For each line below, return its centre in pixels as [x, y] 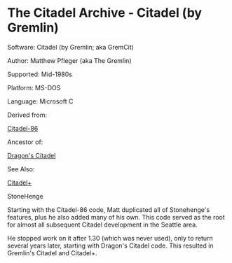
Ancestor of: [25, 142]
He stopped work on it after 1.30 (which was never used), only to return [110, 238]
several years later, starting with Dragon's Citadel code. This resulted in [110, 246]
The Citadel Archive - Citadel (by [104, 13]
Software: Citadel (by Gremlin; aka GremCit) [71, 47]
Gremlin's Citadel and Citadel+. [52, 253]
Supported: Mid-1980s [40, 74]
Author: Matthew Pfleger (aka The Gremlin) [69, 60]
